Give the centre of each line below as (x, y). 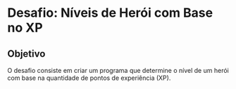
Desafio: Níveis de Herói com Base (110, 13)
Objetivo (26, 54)
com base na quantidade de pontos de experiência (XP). (89, 78)
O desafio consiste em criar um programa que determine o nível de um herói (118, 70)
